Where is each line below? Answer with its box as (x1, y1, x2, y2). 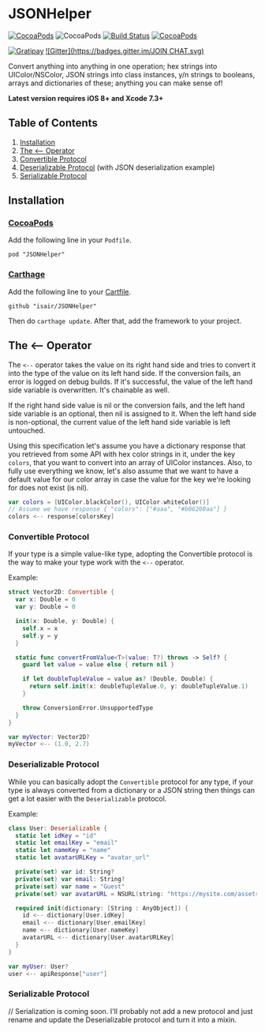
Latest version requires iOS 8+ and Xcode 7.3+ (8, 93, 164, 103)
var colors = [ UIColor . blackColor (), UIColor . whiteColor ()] (8, 498, 211, 506)
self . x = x (22, 625, 58, 632)
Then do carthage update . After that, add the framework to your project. (8, 316, 242, 325)
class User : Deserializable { (8, 824, 108, 832)
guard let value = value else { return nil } (22, 661, 175, 669)
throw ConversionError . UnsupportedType (22, 704, 154, 711)
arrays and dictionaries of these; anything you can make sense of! (8, 78, 223, 88)
